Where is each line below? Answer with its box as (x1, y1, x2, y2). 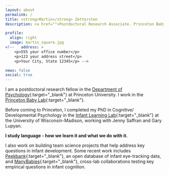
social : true (5, 73, 33, 78)
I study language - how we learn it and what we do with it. (5, 133, 128, 139)
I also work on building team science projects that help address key (5, 142, 145, 149)
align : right (10, 35, 37, 40)
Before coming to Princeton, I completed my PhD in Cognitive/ (5, 107, 134, 113)
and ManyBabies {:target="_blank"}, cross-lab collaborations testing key (5, 158, 154, 164)
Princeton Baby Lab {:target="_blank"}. (5, 97, 85, 103)
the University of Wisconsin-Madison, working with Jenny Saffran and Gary (5, 118, 162, 124)
